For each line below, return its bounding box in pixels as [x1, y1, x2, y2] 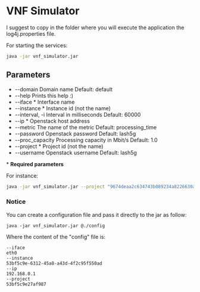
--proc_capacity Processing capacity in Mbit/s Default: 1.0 [14, 136, 158, 144]
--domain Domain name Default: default [14, 85, 113, 93]
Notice [6, 198, 26, 206]
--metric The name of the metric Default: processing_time [14, 123, 157, 131]
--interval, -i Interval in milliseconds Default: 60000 [14, 111, 141, 118]
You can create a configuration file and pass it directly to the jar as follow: [6, 211, 187, 218]
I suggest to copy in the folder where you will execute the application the [6, 24, 185, 31]
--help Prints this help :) [14, 92, 73, 99]
